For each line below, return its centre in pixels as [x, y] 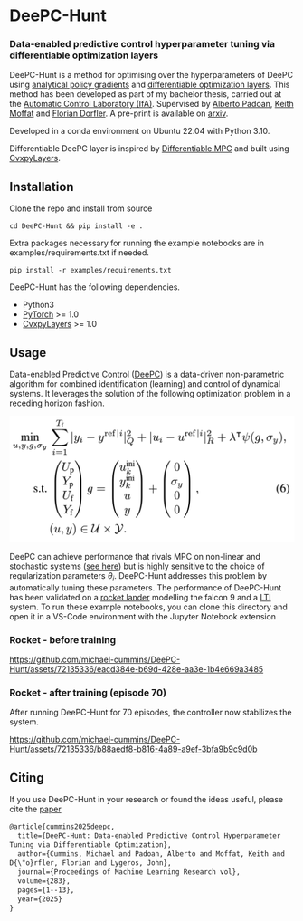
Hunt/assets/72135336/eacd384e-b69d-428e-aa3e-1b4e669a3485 [137, 669]
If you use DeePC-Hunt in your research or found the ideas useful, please [146, 800]
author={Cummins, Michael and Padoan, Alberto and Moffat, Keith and [151, 854]
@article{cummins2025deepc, [62, 827]
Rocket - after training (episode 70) [88, 693]
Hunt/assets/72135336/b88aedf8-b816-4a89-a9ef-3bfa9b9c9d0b [133, 749]
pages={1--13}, [46, 890]
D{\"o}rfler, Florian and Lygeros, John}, [90, 863]
